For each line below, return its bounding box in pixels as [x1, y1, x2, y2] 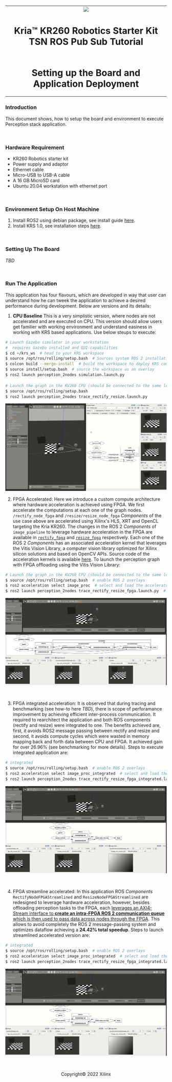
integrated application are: [12, 750, 69, 756]
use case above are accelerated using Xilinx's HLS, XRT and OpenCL [12, 518, 159, 524]
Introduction [5, 104, 37, 111]
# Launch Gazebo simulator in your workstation [5, 340, 109, 345]
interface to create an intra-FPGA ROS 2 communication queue [29, 910, 165, 916]
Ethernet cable [12, 166, 44, 172]
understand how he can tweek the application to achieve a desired [5, 297, 146, 304]
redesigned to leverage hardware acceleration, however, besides [12, 899, 150, 906]
